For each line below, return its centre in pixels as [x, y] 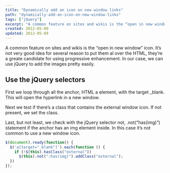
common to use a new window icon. [43, 133]
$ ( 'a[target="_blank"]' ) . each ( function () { [57, 147]
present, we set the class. [32, 112]
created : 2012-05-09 [27, 29]
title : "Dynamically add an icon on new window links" [64, 10]
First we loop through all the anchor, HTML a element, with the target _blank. [85, 92]
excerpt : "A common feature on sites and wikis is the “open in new [79, 24]
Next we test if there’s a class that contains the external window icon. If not [83, 107]
